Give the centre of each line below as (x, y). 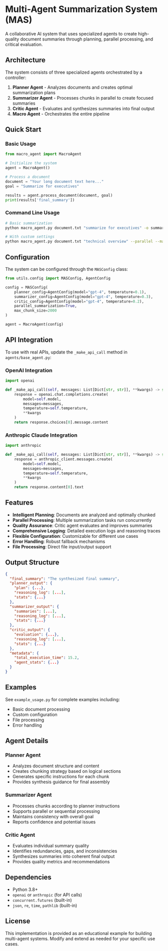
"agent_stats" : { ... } (36, 663)
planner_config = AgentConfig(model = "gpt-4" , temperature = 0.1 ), (80, 292)
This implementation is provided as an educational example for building (79, 933)
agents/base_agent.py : (28, 357)
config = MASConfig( (27, 287)
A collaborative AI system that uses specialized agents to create (71, 34)
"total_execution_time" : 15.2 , (47, 658)
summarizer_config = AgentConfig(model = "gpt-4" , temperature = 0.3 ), (84, 296)
